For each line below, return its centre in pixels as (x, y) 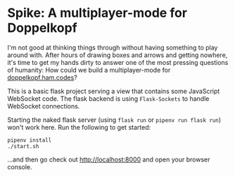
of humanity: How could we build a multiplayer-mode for (89, 70)
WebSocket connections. (44, 106)
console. (20, 166)
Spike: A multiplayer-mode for (97, 13)
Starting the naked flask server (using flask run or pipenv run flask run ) (114, 120)
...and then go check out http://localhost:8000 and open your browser (109, 159)
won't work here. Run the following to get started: (79, 127)
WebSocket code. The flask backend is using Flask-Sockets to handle (108, 98)
